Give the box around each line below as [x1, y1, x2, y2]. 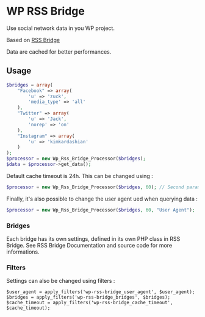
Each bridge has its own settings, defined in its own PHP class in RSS [6, 235, 181, 242]
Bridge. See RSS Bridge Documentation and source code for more [6, 241, 173, 249]
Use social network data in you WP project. [6, 24, 115, 32]
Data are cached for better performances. [6, 48, 112, 55]
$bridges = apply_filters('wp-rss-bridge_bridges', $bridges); [6, 294, 171, 301]
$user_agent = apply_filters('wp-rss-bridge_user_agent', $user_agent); [6, 289, 195, 295]
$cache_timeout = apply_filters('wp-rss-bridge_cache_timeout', [6, 300, 173, 306]
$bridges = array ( [6, 82, 53, 88]
